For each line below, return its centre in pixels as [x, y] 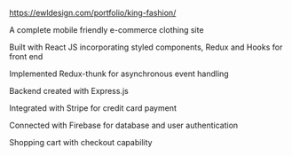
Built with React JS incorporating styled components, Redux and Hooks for [146, 47]
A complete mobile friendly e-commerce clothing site [107, 30]
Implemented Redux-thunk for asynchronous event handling [119, 74]
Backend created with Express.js [69, 91]
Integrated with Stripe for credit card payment [93, 108]
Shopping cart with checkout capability [81, 142]
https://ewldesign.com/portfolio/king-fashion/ [93, 13]
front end [26, 56]
